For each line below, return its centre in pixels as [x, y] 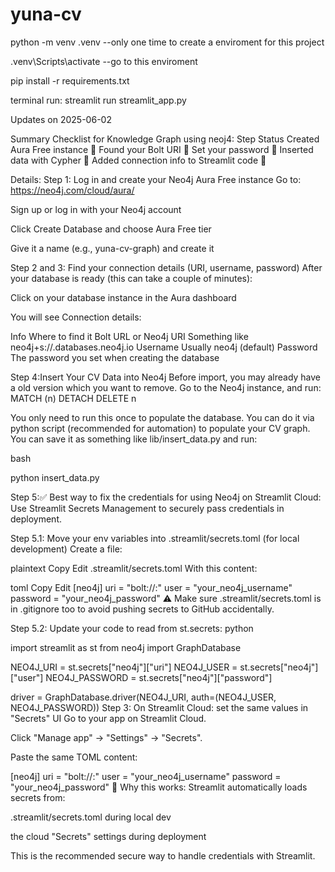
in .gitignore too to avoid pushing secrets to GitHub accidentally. [142, 609]
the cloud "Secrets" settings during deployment [108, 836]
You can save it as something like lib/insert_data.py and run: [134, 439]
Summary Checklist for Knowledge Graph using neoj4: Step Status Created [165, 139]
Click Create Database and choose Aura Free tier [111, 229]
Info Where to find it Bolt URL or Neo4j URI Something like [129, 336]
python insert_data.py [55, 477]
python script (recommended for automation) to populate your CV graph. [160, 428]
